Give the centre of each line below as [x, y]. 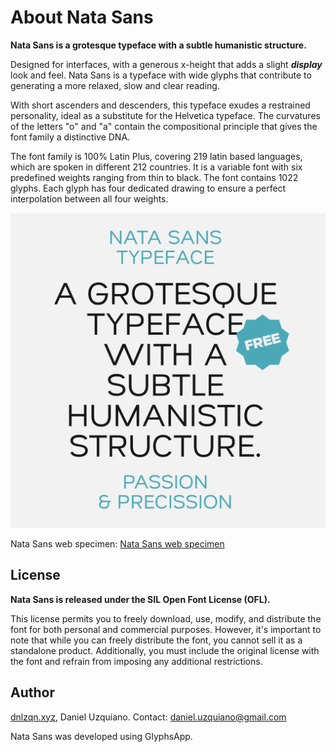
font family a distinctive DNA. [70, 137]
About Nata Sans [82, 17]
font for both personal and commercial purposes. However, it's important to [166, 629]
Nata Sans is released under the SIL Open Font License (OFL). [140, 599]
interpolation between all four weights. [89, 198]
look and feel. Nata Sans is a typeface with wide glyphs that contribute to [161, 75]
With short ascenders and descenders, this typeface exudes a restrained [160, 105]
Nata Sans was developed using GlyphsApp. [101, 736]
